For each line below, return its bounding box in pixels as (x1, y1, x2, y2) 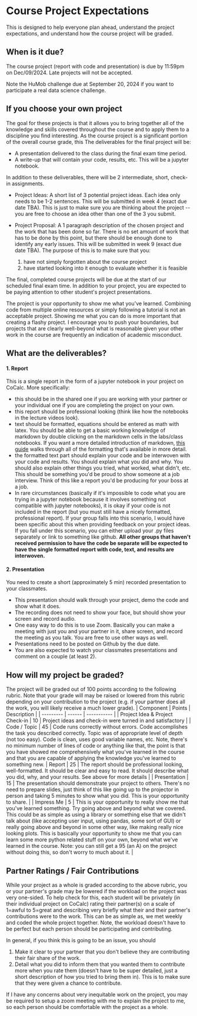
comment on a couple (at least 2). (14, 653, 97, 660)
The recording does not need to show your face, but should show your (14, 609, 186, 616)
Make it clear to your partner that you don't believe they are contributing (14, 948, 190, 955)
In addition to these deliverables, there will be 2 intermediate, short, (6, 173, 169, 181)
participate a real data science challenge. (6, 87, 106, 94)
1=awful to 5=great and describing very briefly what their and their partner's (6, 906, 191, 913)
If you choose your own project (6, 104, 122, 114)
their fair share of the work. (14, 954, 81, 961)
